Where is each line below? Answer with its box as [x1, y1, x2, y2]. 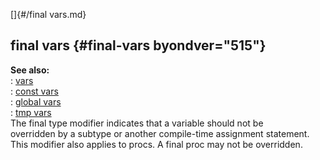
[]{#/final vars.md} [10, 9, 87, 20]
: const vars [10, 85, 59, 97]
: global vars [10, 95, 62, 108]
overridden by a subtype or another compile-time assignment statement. [10, 127, 310, 139]
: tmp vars [10, 106, 52, 118]
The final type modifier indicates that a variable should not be [10, 117, 264, 129]
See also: [10, 64, 50, 76]
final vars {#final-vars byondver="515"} [10, 37, 267, 54]
